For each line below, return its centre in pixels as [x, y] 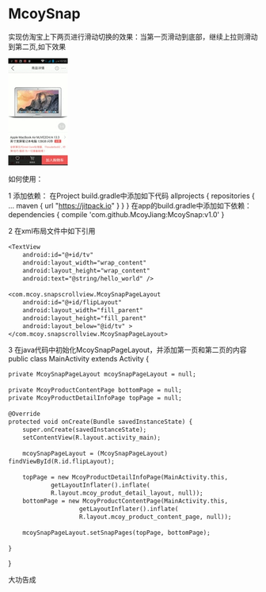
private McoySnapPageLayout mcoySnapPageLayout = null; [102, 374]
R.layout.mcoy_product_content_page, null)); [155, 517]
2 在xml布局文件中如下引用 [52, 231]
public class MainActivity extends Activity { [78, 358]
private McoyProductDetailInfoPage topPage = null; [95, 398]
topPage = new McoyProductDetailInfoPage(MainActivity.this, [125, 477]
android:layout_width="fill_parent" [83, 310]
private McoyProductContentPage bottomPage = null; [95, 390]
